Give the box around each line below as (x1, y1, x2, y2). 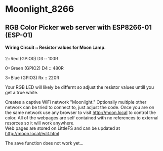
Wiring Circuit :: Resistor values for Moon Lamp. (5, 44, 106, 50)
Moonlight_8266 (5, 3, 74, 15)
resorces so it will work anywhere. (5, 120, 75, 126)
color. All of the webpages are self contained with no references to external (5, 114, 159, 120)
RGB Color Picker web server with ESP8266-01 (5, 23, 152, 32)
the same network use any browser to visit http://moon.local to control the (5, 110, 156, 115)
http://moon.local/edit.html (5, 130, 59, 136)
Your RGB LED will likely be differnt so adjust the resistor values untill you (5, 84, 154, 90)
